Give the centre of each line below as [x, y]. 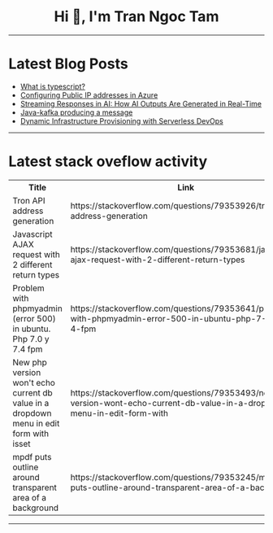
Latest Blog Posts [68, 64]
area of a [30, 497]
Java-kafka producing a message [76, 112]
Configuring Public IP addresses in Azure [89, 95]
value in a [31, 403]
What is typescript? [52, 86]
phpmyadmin [37, 308]
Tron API [29, 200]
